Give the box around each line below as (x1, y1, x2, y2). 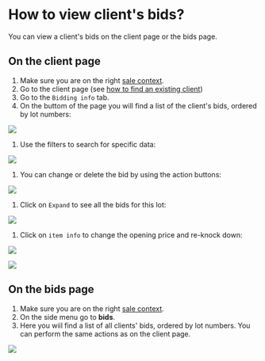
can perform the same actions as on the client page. (19, 329, 191, 338)
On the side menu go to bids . (19, 312, 116, 321)
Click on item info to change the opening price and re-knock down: (19, 230, 244, 239)
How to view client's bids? (8, 6, 185, 24)
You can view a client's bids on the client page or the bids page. (8, 32, 218, 41)
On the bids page (8, 283, 94, 296)
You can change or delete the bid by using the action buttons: (19, 169, 222, 179)
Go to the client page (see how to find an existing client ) (19, 84, 204, 93)
